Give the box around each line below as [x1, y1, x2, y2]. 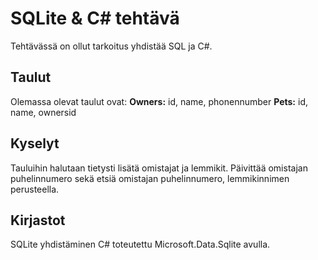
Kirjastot [10, 212, 66, 229]
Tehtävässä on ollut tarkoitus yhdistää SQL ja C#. [10, 40, 213, 52]
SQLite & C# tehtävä [10, 7, 180, 30]
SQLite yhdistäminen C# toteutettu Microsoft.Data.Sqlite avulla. [10, 238, 271, 251]
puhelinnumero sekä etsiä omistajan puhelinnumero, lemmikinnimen [10, 172, 290, 184]
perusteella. [10, 183, 60, 195]
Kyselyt [10, 135, 60, 152]
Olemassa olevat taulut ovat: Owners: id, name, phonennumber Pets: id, [10, 95, 308, 107]
